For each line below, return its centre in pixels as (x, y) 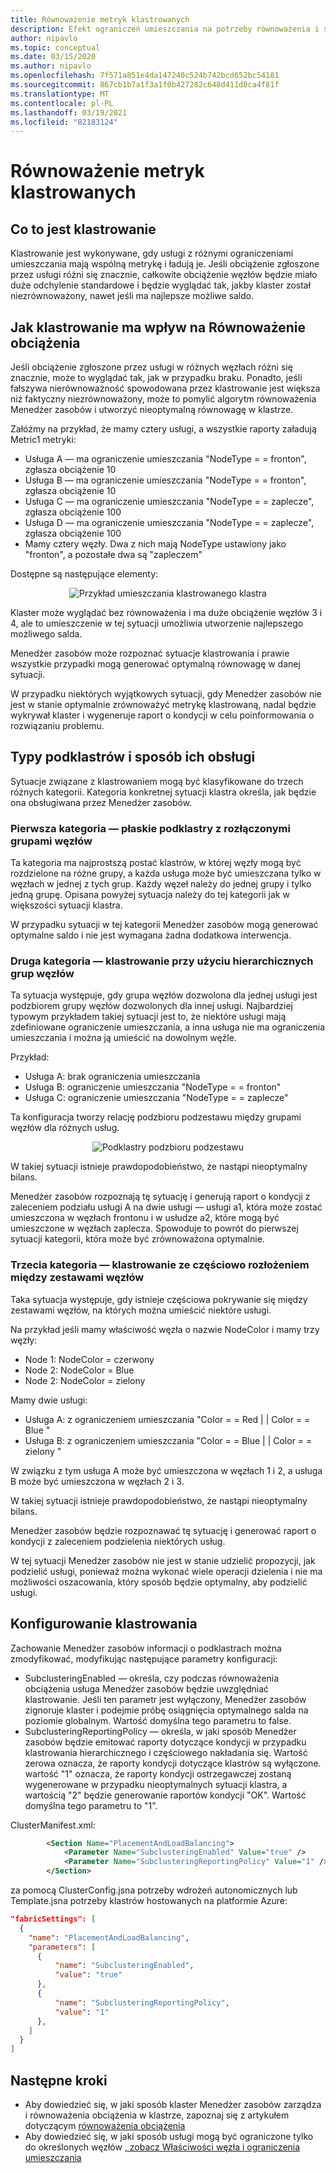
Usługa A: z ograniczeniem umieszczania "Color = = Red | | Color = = (167, 1419)
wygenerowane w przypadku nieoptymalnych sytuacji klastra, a (156, 1784)
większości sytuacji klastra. (66, 905)
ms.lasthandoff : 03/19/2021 (69, 112)
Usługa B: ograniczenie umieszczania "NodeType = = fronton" (153, 1087)
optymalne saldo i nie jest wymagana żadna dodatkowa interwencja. (151, 935)
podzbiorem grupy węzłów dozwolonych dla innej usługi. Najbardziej (151, 1006)
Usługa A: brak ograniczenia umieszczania (112, 1077)
